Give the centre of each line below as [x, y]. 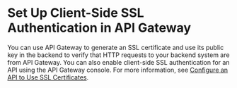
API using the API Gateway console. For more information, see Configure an [118, 70]
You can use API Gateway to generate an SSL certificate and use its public [116, 47]
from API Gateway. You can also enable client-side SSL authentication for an [118, 62]
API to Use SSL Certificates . [48, 77]
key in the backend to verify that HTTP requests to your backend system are [118, 55]
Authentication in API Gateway [99, 28]
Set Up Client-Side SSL [76, 13]
